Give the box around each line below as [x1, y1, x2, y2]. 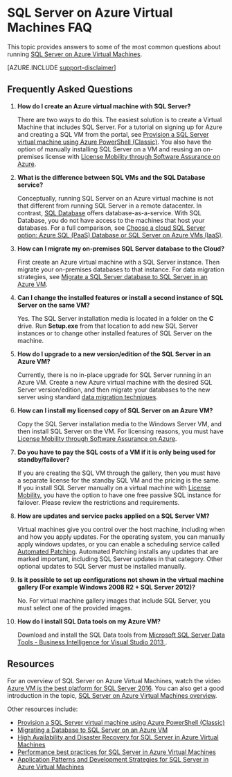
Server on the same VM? [17, 301, 90, 309]
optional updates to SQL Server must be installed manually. [17, 562, 186, 570]
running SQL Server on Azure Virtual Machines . [7, 50, 143, 58]
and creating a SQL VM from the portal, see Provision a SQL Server [17, 130, 209, 138]
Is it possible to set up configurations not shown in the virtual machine [17, 575, 224, 584]
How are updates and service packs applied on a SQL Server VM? [17, 512, 210, 520]
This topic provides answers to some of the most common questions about [7, 42, 221, 51]
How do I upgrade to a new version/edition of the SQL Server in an [17, 349, 211, 358]
